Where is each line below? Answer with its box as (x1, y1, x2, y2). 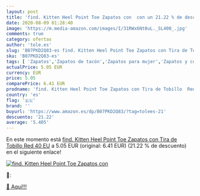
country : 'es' (6, 92, 42, 98)
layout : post (6, 8, 39, 15)
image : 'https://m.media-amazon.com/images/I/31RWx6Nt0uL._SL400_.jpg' (6, 25, 187, 32)
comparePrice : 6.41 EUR (6, 81, 65, 87)
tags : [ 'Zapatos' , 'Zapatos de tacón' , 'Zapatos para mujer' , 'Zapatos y (6, 58, 187, 64)
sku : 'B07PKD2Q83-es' (6, 53, 60, 59)
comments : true (6, 31, 44, 37)
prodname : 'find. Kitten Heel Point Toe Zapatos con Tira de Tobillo (6, 86, 183, 92)
